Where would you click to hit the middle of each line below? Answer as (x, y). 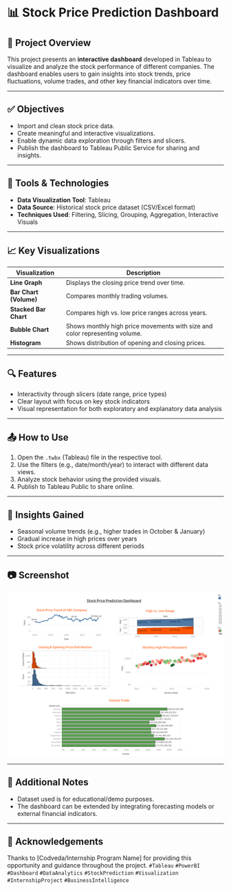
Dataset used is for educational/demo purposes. (86, 799)
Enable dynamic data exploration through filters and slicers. (101, 140)
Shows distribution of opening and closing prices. (136, 343)
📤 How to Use (38, 437)
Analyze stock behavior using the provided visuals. (89, 479)
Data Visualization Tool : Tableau (64, 200)
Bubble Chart (30, 330)
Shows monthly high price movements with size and (139, 326)
